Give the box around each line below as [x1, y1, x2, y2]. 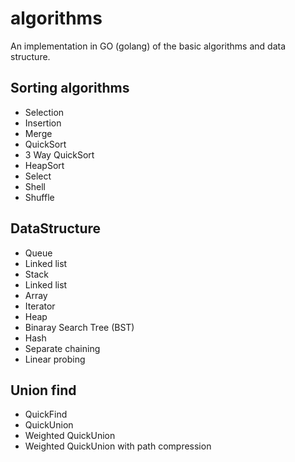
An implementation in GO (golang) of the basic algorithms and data [10, 40, 287, 52]
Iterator [24, 300, 56, 312]
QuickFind [24, 408, 68, 421]
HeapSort [24, 159, 65, 171]
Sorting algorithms [10, 80, 130, 97]
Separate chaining [24, 342, 101, 354]
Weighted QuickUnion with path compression [24, 440, 212, 452]
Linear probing [24, 353, 86, 365]
